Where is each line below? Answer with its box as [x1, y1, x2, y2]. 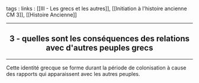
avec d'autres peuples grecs [46, 43, 153, 53]
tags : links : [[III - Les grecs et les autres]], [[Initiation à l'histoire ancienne [6, 5, 188, 12]
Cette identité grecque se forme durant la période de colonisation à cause [6, 64, 187, 71]
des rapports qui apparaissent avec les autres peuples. [6, 70, 140, 77]
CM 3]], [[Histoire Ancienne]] [6, 11, 77, 18]
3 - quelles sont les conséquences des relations [9, 34, 190, 44]
